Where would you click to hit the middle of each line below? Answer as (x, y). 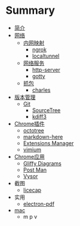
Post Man (35, 170)
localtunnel (46, 56)
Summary (30, 10)
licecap (32, 190)
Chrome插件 (30, 123)
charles (41, 90)
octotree (33, 130)
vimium (32, 149)
